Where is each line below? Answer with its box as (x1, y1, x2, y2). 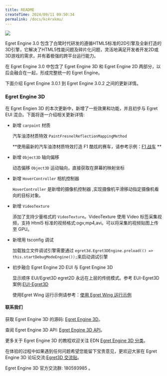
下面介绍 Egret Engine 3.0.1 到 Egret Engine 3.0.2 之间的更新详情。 (5, 81, 141, 87)
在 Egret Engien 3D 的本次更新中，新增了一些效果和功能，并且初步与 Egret (5, 105, 158, 111)
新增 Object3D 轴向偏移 (12, 154, 59, 160)
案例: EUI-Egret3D (12, 281, 49, 287)
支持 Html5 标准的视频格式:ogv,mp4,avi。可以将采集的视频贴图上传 (21, 220, 159, 226)
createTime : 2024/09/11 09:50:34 (5, 12, 75, 17)
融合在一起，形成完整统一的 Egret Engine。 (13, 70, 103, 76)
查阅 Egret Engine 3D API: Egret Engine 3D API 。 (5, 326, 105, 333)
